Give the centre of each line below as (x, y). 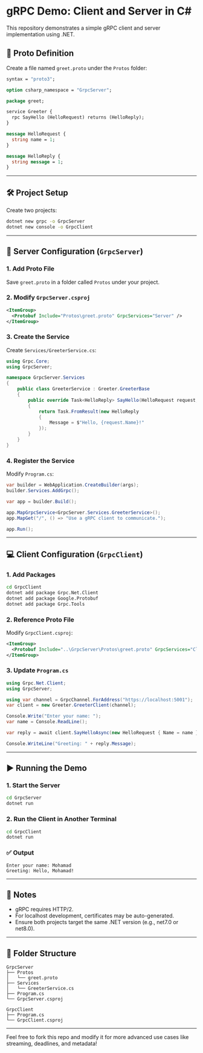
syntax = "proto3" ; (31, 79)
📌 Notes (21, 895)
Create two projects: (32, 211)
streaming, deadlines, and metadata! (52, 1044)
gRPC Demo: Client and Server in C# (99, 11)
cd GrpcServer (24, 798)
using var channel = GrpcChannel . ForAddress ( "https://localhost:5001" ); (100, 700)
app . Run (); (20, 529)
